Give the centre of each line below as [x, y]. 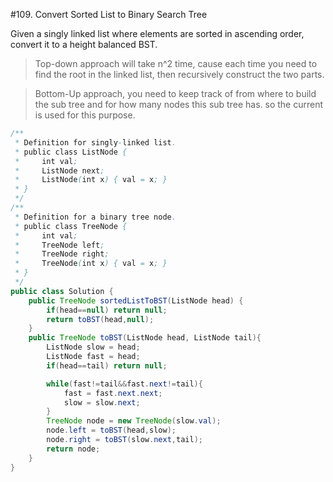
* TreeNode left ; [59, 245]
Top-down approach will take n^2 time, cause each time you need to [176, 63]
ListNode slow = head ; [93, 347]
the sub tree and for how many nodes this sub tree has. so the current [178, 104]
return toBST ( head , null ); [100, 319]
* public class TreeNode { [71, 226]
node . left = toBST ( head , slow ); [111, 430]
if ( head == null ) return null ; [107, 310]
